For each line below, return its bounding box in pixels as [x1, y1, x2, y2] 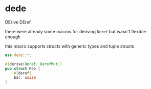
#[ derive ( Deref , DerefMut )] [5, 62, 63, 67]
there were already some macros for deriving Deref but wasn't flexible [5, 28, 146, 34]
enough [5, 34, 21, 40]
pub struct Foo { [5, 66, 41, 71]
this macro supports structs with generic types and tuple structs [5, 43, 134, 49]
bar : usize [14, 75, 36, 80]
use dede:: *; [5, 52, 32, 58]
